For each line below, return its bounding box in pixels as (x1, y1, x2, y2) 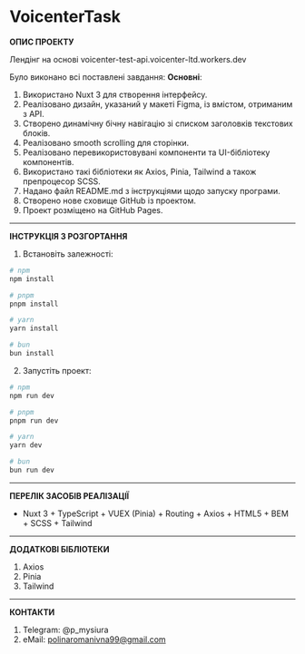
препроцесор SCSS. (22, 175, 102, 187)
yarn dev (9, 441, 43, 450)
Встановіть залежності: (22, 248, 113, 259)
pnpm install (9, 299, 59, 308)
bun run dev (9, 465, 54, 475)
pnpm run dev (9, 415, 59, 425)
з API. (22, 108, 45, 119)
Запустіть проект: (22, 365, 92, 376)
